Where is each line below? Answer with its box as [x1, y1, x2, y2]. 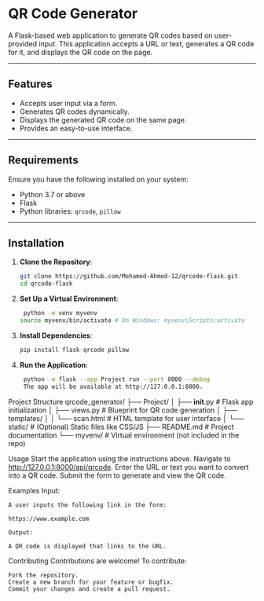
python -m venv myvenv [23, 310, 98, 317]
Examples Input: [8, 486, 60, 495]
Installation [8, 236, 64, 250]
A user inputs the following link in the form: [8, 500, 167, 509]
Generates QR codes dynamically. [19, 107, 130, 116]
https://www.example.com [8, 515, 90, 522]
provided [8, 38, 38, 48]
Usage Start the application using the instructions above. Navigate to [8, 453, 231, 464]
